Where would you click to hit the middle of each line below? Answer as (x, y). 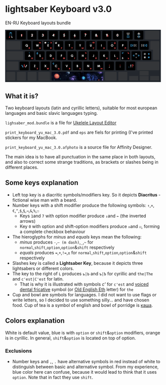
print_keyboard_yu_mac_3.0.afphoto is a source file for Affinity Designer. (79, 147)
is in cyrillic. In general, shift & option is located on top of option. (70, 338)
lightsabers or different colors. (43, 268)
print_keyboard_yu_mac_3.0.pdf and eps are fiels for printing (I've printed (79, 133)
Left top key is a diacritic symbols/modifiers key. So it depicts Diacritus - (86, 194)
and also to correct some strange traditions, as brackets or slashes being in (82, 162)
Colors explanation (35, 321)
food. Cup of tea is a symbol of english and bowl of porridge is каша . (83, 305)
